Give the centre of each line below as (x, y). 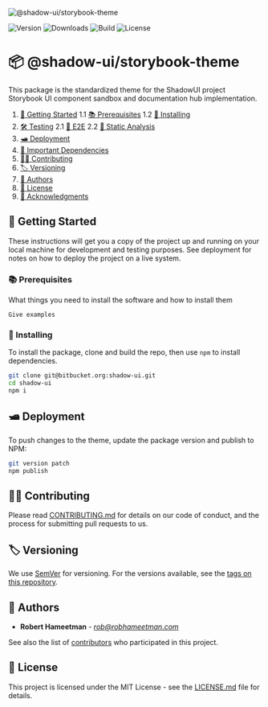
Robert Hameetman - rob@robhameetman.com (99, 627)
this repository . (33, 582)
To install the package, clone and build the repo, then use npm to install (124, 352)
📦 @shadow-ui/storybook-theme (124, 62)
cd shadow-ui (30, 383)
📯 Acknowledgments (54, 196)
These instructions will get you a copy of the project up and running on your (134, 240)
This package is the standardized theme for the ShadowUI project (117, 89)
